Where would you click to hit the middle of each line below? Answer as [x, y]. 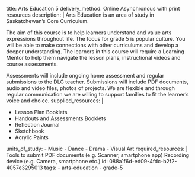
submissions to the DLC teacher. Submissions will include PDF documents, [97, 82]
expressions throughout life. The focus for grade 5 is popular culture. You [96, 39]
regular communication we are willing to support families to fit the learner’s [97, 94]
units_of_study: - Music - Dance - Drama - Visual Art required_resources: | [97, 149]
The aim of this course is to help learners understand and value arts [89, 33]
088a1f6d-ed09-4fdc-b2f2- [143, 161]
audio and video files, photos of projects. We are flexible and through [90, 88]
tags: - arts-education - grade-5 [84, 168]
